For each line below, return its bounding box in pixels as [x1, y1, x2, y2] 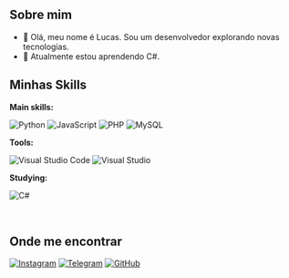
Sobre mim [9, 7, 73, 23]
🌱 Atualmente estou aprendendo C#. [22, 50, 160, 62]
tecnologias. [22, 41, 70, 52]
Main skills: [9, 101, 54, 112]
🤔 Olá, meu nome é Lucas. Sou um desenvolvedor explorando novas [22, 31, 280, 42]
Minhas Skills [9, 77, 88, 93]
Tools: [9, 137, 34, 148]
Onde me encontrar [9, 234, 123, 250]
